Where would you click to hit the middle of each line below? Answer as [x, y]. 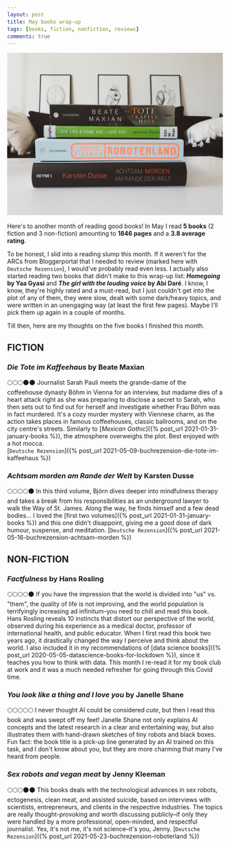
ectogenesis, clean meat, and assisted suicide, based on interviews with [109, 800]
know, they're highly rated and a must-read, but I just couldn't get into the [111, 291]
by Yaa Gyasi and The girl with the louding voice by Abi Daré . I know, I [108, 283]
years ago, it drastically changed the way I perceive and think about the [108, 640]
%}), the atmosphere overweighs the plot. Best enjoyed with [134, 436]
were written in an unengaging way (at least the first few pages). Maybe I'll [113, 305]
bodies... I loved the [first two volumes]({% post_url [79, 516]
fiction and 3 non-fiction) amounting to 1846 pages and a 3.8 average [106, 234]
